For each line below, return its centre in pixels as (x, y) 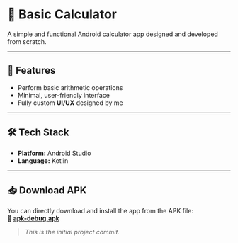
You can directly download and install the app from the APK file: (100, 211)
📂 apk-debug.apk (34, 218)
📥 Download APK (47, 190)
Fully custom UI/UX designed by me (70, 103)
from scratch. (27, 41)
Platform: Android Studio (54, 153)
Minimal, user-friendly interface (63, 95)
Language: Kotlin (43, 160)
